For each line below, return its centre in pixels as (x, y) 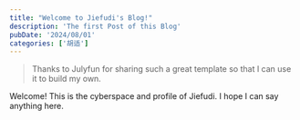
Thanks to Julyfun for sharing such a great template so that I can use (161, 69)
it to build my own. (67, 79)
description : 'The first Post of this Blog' (95, 26)
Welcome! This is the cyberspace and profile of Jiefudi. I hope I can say (144, 96)
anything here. (36, 106)
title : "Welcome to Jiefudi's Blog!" (81, 18)
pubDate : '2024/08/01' (52, 35)
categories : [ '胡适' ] (49, 43)
